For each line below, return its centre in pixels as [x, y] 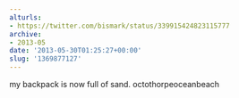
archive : [26, 34]
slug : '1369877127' [46, 59]
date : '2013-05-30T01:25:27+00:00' [76, 51]
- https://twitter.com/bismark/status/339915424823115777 [119, 26]
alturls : [26, 17]
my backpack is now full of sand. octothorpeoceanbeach [115, 84]
